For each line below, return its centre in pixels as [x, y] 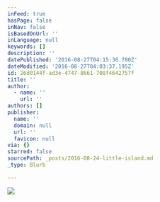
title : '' [22, 79]
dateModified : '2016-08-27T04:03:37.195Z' [71, 66]
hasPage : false [30, 20]
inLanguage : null [33, 40]
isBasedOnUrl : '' [33, 34]
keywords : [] [27, 47]
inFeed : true [27, 14]
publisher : [23, 112]
